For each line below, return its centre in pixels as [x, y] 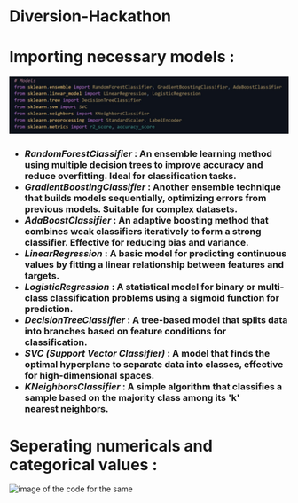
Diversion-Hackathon [90, 16]
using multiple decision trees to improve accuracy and [144, 165]
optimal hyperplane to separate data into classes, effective [154, 365]
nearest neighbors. [67, 409]
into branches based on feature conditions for [125, 332]
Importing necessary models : [122, 57]
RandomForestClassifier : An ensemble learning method [149, 154]
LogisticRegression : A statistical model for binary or [140, 287]
